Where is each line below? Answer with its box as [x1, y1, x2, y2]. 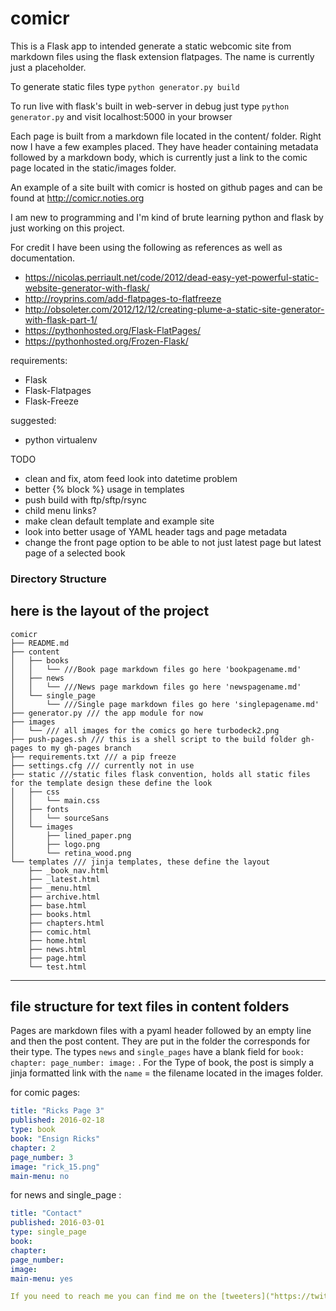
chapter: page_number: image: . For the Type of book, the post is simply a [10, 1057, 315, 1069]
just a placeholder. [10, 61, 87, 73]
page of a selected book [24, 547, 126, 559]
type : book [10, 1125, 56, 1135]
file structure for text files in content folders [10, 998, 290, 1016]
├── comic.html [28, 927, 92, 937]
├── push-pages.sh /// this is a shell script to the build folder [10, 734, 298, 744]
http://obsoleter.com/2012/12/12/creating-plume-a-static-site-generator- [24, 303, 325, 315]
